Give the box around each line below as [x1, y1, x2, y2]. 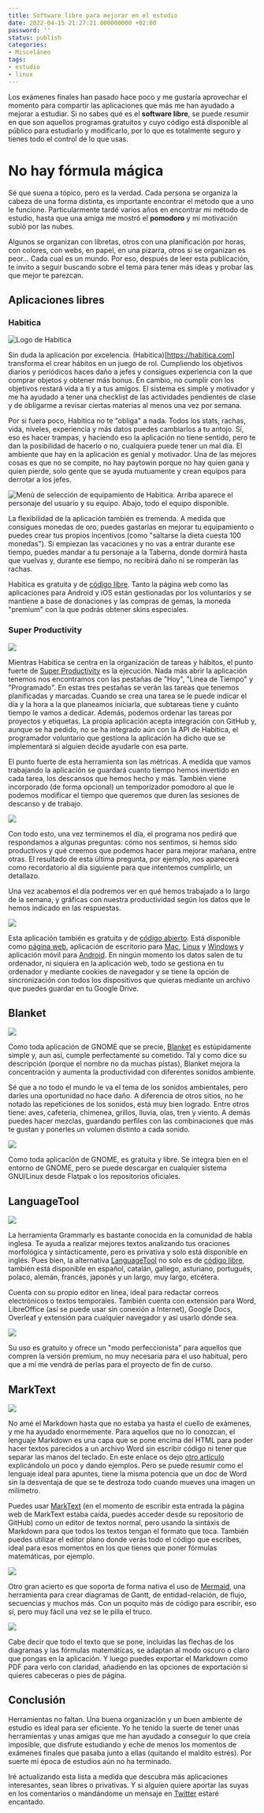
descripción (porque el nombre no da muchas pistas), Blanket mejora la [8, 1059, 240, 1068]
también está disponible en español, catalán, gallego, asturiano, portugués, [8, 1264, 253, 1274]
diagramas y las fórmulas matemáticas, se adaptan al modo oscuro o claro [8, 1645, 250, 1655]
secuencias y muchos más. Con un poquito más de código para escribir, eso [8, 1598, 257, 1607]
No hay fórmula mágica [8, 161, 164, 179]
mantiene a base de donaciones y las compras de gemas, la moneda [8, 596, 231, 606]
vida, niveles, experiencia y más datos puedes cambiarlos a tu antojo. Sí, [8, 425, 244, 434]
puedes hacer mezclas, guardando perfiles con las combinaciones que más [8, 1116, 254, 1126]
